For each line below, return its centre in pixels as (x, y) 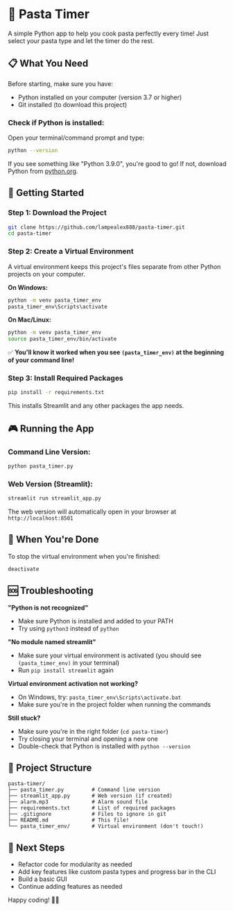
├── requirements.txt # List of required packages (92, 808)
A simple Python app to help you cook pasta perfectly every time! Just (108, 33)
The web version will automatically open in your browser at (92, 512)
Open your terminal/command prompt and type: (76, 138)
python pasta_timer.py (41, 466)
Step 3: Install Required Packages (66, 378)
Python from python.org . (43, 171)
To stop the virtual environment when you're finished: (84, 556)
